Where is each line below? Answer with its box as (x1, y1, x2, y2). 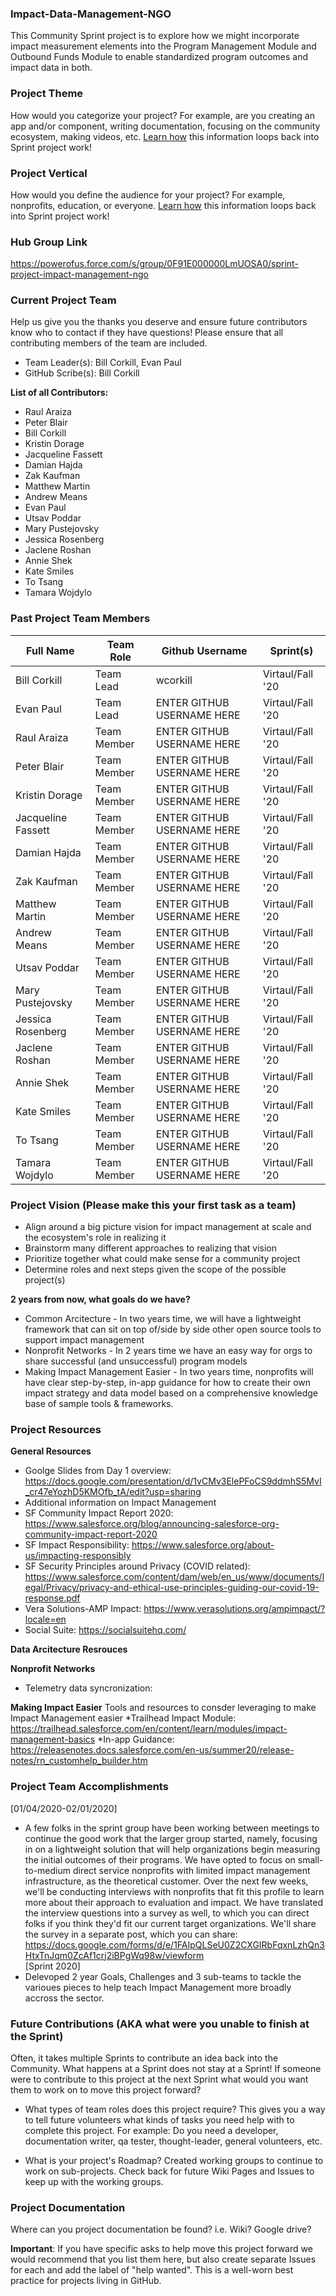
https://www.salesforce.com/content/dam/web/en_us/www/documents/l (24, 1571, 325, 1583)
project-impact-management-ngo (10, 268, 149, 281)
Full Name (26, 643, 75, 657)
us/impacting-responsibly (24, 1550, 132, 1562)
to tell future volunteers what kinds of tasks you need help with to (24, 2113, 295, 2126)
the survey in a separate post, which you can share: (24, 1928, 238, 1940)
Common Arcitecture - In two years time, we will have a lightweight (24, 1313, 302, 1325)
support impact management (24, 1334, 145, 1346)
